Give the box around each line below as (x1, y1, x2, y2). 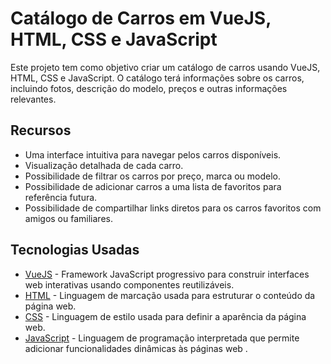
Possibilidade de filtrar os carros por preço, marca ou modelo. (24, 170, 282, 182)
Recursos (10, 122, 72, 139)
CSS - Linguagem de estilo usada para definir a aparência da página (24, 310, 307, 322)
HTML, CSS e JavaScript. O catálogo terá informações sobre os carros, (10, 72, 305, 84)
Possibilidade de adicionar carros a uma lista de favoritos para (24, 180, 282, 192)
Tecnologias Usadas (10, 242, 140, 259)
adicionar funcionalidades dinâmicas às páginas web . (24, 342, 248, 354)
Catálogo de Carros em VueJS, (10, 7, 272, 30)
